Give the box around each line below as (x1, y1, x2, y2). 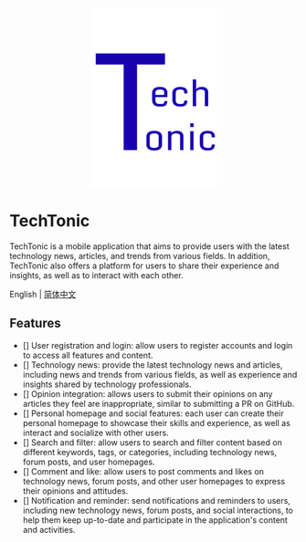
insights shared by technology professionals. (22, 379, 192, 390)
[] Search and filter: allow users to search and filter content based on (22, 436, 283, 448)
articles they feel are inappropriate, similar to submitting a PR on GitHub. (22, 398, 295, 409)
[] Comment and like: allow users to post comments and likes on (22, 465, 265, 476)
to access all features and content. (22, 349, 153, 360)
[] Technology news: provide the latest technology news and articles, (22, 359, 283, 370)
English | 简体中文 (9, 288, 77, 299)
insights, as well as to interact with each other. (9, 269, 185, 280)
